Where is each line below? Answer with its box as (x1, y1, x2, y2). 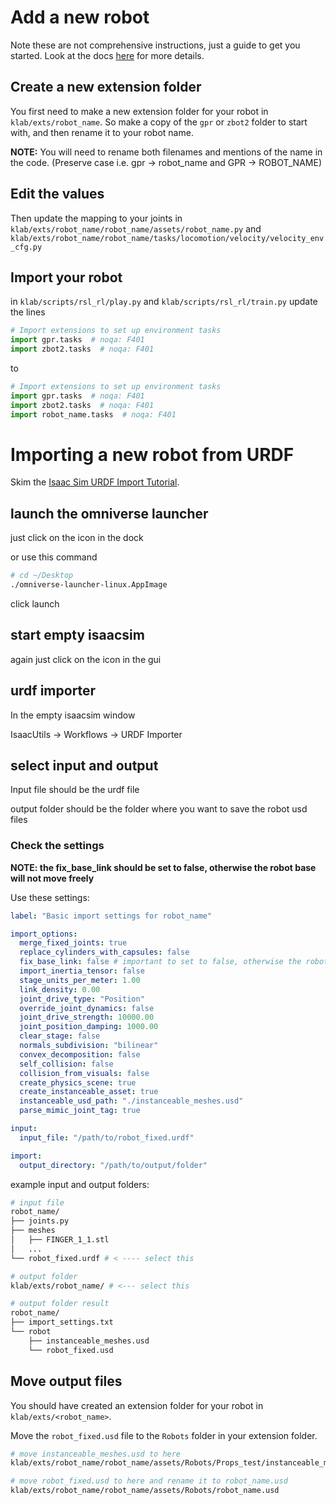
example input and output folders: (10, 1178, 150, 1190)
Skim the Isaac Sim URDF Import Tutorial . (10, 476, 180, 488)
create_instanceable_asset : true (19, 1087, 159, 1097)
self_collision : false (19, 1059, 114, 1069)
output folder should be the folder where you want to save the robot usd (10, 803, 308, 815)
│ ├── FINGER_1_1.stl (10, 1235, 110, 1245)
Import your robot (10, 269, 123, 286)
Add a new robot (10, 6, 150, 29)
